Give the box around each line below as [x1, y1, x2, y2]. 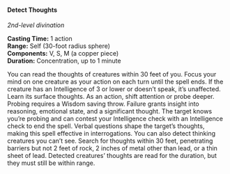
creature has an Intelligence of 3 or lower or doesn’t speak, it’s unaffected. [7, 85, 221, 93]
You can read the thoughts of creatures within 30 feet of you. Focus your [7, 70, 217, 79]
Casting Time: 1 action [7, 35, 73, 43]
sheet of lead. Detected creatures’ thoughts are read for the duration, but [7, 152, 217, 160]
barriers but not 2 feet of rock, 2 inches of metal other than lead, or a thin [7, 144, 218, 152]
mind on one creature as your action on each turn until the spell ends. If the [7, 77, 224, 86]
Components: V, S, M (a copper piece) [7, 49, 119, 58]
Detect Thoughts [7, 6, 58, 14]
